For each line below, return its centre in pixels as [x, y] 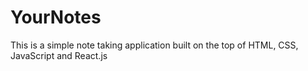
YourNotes [56, 17]
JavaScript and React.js [59, 55]
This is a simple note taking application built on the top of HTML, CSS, [154, 45]
